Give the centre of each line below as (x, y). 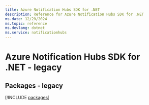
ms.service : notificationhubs (36, 33)
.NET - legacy (33, 68)
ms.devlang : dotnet (25, 28)
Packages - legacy (34, 86)
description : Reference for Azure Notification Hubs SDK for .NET (74, 14)
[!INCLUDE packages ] (27, 97)
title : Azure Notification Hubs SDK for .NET (52, 10)
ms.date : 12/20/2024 (26, 19)
